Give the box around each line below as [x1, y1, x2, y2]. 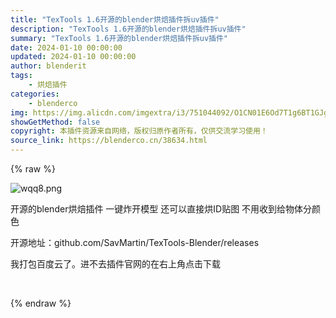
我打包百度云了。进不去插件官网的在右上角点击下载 [10, 258, 221, 270]
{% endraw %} [10, 297, 72, 309]
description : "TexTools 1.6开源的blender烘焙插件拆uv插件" [10, 24, 247, 34]
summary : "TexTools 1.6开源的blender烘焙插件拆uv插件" [10, 33, 229, 43]
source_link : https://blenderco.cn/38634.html [10, 136, 208, 146]
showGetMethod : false [10, 117, 101, 127]
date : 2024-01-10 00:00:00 [10, 42, 123, 53]
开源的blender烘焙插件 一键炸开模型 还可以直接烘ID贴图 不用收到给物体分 [10, 203, 313, 215]
